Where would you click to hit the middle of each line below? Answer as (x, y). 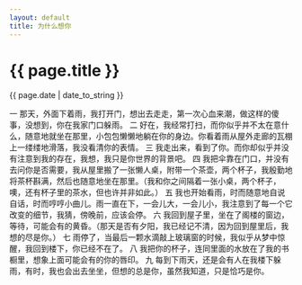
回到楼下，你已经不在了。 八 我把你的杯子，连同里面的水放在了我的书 (161, 249)
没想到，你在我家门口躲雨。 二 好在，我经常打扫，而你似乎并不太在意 (153, 125)
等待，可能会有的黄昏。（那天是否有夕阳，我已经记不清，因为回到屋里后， (145, 227)
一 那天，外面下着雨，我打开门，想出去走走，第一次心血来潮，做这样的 (140, 114)
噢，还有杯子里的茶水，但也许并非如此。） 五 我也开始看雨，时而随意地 (139, 192)
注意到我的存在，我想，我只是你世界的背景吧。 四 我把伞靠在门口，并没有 (153, 159)
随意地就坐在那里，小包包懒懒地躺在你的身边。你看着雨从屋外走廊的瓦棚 (159, 137)
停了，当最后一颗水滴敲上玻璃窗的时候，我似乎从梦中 (179, 237)
